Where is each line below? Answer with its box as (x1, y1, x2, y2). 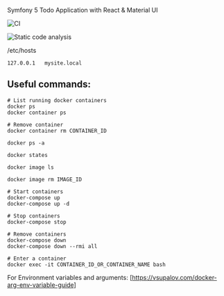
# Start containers (7, 188, 64, 195)
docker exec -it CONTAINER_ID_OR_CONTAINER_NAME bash (7, 261, 166, 268)
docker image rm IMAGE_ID (7, 176, 82, 183)
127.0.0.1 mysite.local (7, 60, 82, 67)
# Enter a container (7, 255, 67, 262)
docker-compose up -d (7, 200, 70, 207)
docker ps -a (7, 139, 45, 147)
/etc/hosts (7, 47, 37, 54)
